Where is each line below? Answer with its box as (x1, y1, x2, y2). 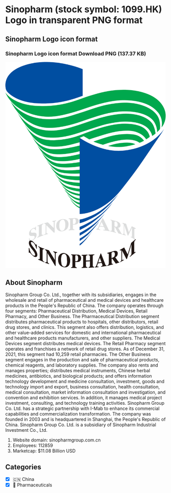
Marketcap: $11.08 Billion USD (12, 448, 76, 454)
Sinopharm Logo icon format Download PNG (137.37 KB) (5, 50, 147, 57)
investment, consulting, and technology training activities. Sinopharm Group (5, 400, 164, 406)
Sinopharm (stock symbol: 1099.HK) (5, 4, 162, 15)
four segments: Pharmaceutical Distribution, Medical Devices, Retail (5, 308, 148, 314)
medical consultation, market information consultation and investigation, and (5, 389, 166, 396)
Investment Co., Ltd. (5, 427, 48, 433)
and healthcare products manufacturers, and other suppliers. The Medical (5, 335, 160, 341)
